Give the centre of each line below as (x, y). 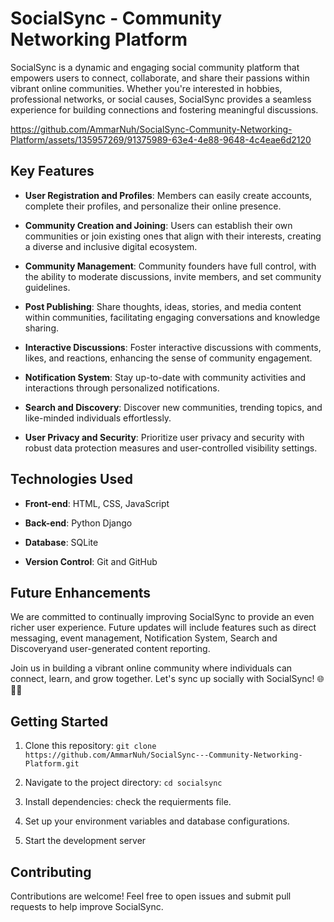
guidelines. (47, 287)
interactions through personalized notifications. (122, 388)
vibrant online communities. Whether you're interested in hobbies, (146, 88)
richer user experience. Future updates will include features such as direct (163, 628)
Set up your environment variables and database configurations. (157, 821)
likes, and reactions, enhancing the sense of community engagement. (168, 358)
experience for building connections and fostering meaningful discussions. (164, 109)
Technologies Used (71, 479)
